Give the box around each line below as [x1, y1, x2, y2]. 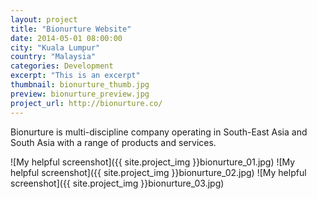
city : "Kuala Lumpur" [10, 42, 101, 53]
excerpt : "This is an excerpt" [10, 71, 141, 81]
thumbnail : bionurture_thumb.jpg [10, 80, 150, 90]
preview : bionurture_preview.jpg [10, 89, 150, 99]
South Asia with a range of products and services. [10, 136, 217, 148]
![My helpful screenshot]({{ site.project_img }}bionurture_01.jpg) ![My [10, 156, 296, 168]
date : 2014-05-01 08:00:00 [10, 33, 123, 43]
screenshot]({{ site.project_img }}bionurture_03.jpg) [10, 177, 225, 189]
